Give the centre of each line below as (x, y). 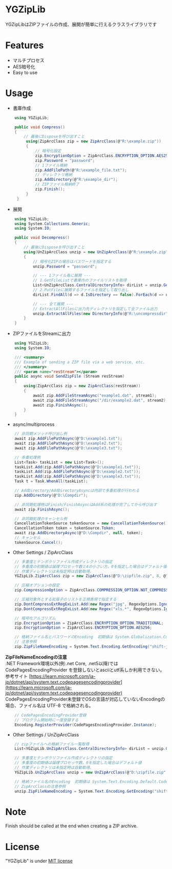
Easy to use (25, 72)
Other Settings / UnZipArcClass (46, 734)
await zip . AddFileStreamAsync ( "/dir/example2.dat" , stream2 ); (100, 400)
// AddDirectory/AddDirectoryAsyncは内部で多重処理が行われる (77, 491)
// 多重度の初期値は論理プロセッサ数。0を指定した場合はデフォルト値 (78, 763)
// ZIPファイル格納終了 (57, 184)
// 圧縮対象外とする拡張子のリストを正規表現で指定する (66, 599)
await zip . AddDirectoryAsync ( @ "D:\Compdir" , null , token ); (79, 533)
